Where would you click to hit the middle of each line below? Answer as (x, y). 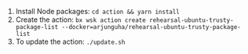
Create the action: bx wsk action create (81, 20)
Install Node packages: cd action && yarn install (98, 11)
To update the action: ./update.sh (70, 41)
